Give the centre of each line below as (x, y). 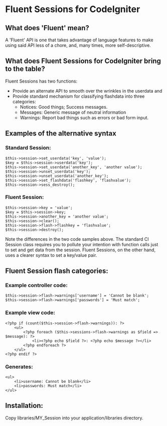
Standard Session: (28, 148)
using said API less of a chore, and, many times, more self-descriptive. (78, 45)
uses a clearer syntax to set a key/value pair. (51, 255)
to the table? (25, 69)
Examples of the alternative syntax (61, 134)
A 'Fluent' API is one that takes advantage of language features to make (79, 40)
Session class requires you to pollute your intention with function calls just (82, 244)
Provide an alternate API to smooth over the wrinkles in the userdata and (87, 91)
